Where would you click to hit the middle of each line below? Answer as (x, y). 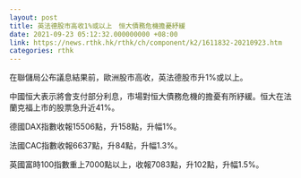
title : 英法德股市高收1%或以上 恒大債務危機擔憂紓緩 (98, 26)
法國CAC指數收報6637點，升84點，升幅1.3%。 (96, 146)
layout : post (34, 17)
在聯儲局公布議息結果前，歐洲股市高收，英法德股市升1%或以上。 (129, 78)
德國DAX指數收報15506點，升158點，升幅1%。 (95, 127)
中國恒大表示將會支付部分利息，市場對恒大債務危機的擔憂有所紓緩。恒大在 (146, 97)
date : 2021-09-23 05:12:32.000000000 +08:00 (94, 34)
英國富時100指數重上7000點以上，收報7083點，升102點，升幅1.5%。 (137, 165)
